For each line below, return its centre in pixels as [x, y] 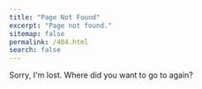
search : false [35, 50]
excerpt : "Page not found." [61, 26]
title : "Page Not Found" [55, 17]
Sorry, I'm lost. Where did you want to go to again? [101, 75]
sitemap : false [37, 33]
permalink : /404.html [49, 42]
